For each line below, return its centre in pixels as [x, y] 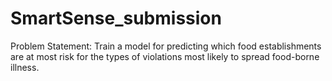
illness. [25, 67]
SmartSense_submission [116, 18]
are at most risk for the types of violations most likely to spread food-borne [165, 56]
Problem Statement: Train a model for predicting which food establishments [166, 46]
